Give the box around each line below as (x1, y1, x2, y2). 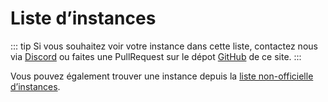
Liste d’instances (10, 7, 157, 30)
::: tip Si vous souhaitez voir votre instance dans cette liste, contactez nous (10, 40, 318, 52)
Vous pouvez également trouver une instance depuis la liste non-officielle (10, 70, 314, 82)
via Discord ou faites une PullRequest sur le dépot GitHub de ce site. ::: (10, 50, 302, 62)
